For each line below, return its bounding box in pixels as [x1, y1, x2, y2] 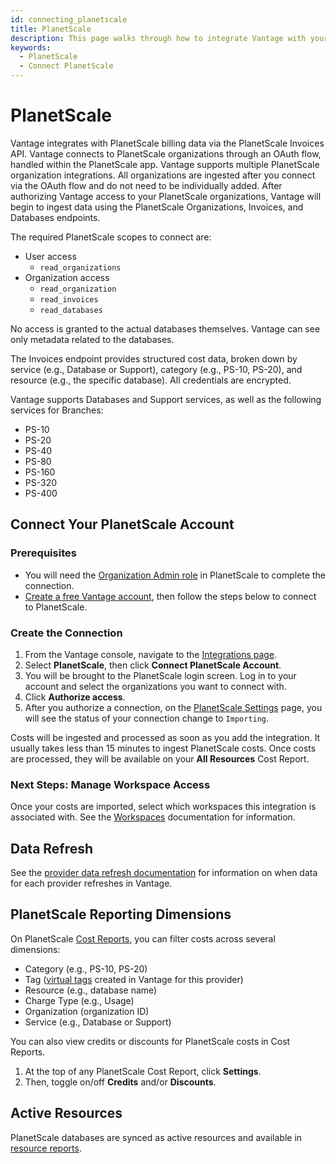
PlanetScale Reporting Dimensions [10, 906, 232, 923]
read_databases [39, 305, 103, 315]
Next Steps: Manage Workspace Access [10, 777, 211, 791]
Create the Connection [10, 626, 123, 640]
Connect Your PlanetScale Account [10, 516, 235, 533]
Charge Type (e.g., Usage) [24, 994, 135, 1006]
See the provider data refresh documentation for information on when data [10, 867, 318, 879]
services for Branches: [10, 404, 104, 416]
